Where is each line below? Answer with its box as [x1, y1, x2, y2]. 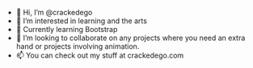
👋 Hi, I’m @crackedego [15, 8, 93, 17]
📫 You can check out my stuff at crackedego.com [15, 50, 184, 60]
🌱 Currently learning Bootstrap [15, 25, 118, 34]
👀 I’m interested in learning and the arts [15, 16, 148, 26]
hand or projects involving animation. [15, 42, 140, 51]
